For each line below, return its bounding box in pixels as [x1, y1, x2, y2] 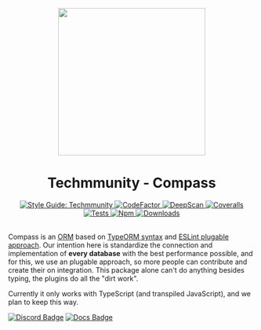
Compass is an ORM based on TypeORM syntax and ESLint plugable [8, 232, 230, 241]
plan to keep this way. [8, 297, 78, 306]
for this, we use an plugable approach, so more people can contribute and [8, 257, 248, 266]
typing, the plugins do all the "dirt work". [8, 273, 139, 283]
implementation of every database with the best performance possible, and [8, 248, 253, 258]
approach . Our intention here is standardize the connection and [8, 240, 213, 250]
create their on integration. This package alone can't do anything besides [8, 265, 245, 274]
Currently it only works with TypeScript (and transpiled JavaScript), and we [8, 288, 251, 298]
